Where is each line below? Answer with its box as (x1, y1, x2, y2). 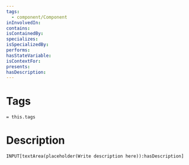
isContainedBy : (6, 31, 44, 37)
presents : (6, 63, 31, 70)
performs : (6, 47, 31, 53)
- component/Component (11, 14, 68, 20)
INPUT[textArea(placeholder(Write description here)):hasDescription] (6, 153, 184, 160)
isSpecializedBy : (6, 42, 49, 48)
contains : (6, 25, 31, 31)
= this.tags (6, 114, 36, 120)
